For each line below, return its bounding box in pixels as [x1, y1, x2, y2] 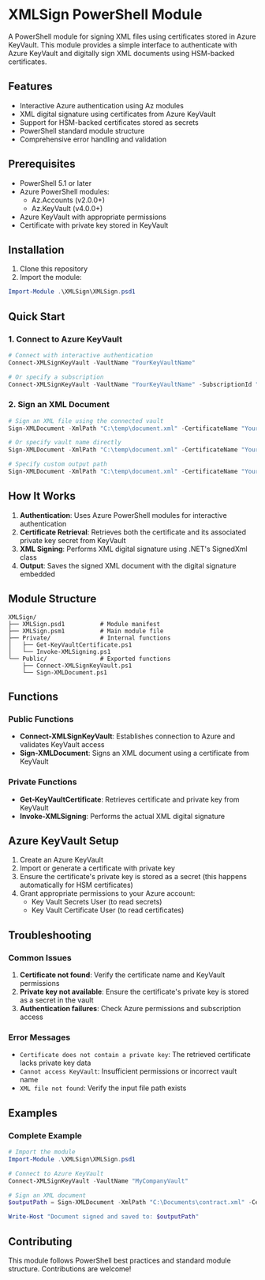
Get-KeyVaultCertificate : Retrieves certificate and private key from [19, 795, 240, 804]
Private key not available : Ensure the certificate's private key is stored [19, 987, 249, 997]
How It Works [8, 489, 77, 503]
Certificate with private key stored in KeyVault [19, 220, 169, 230]
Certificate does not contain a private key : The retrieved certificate [19, 1050, 251, 1059]
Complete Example [8, 1130, 83, 1141]
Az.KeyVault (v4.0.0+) [31, 203, 103, 213]
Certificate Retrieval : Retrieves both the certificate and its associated [19, 527, 247, 537]
